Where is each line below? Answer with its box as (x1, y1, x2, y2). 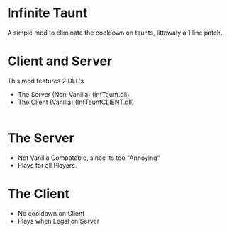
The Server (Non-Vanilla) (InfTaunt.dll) (17, 90, 130, 98)
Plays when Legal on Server (17, 216, 100, 225)
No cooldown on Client (17, 209, 85, 217)
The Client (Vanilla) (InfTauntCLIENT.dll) (17, 98, 135, 106)
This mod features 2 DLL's (7, 76, 84, 85)
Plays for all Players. (17, 161, 77, 169)
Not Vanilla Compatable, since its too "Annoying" (17, 153, 161, 162)
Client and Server (7, 53, 113, 69)
